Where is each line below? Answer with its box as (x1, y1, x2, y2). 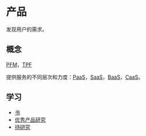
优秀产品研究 (14, 116, 46, 123)
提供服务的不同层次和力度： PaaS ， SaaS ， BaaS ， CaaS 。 (6, 74, 144, 81)
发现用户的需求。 (6, 26, 47, 33)
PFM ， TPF (6, 61, 32, 68)
